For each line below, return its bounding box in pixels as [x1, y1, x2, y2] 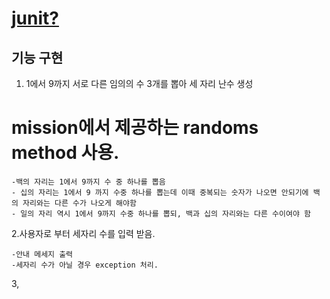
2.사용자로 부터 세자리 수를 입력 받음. [11, 227, 156, 239]
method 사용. [11, 142, 120, 164]
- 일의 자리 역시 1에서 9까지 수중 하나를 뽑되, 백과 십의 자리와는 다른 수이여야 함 [11, 208, 311, 219]
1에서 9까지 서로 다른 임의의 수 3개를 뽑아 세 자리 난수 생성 [25, 78, 254, 89]
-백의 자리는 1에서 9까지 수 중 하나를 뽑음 [11, 177, 166, 187]
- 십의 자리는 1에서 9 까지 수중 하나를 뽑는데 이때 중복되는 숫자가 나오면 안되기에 [11, 187, 309, 197]
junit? [11, 7, 59, 30]
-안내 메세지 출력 [11, 249, 74, 259]
